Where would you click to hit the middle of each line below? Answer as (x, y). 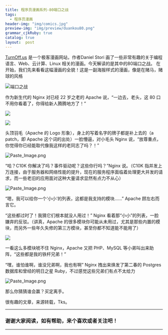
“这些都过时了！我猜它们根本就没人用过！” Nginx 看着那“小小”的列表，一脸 (82, 215)
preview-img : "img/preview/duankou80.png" (50, 28)
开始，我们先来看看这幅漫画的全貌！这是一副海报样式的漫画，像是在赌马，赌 (84, 69)
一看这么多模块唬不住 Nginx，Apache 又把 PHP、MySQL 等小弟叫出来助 (79, 247)
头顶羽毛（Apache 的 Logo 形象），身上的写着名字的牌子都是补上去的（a (79, 132)
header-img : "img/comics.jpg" (37, 24)
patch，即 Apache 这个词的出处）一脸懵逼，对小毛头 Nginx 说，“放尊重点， (83, 139)
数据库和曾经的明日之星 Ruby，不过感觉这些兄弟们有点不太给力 (70, 271)
